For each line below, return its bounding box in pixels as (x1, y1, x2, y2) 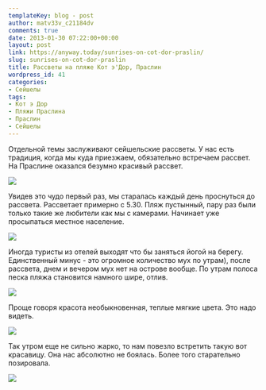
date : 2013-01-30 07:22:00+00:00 (8, 33, 119, 42)
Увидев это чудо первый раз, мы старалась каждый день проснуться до (8, 191, 256, 201)
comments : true (8, 26, 59, 34)
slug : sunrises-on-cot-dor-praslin (8, 56, 126, 64)
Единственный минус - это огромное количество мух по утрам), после (8, 255, 252, 265)
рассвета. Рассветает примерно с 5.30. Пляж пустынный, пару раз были (8, 199, 256, 209)
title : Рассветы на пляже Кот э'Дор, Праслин (8, 64, 161, 71)
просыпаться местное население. (8, 216, 125, 226)
